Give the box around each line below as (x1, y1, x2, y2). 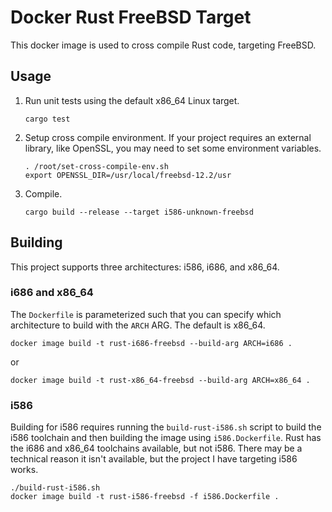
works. (10, 464, 39, 476)
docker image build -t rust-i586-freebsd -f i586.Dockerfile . (10, 492, 280, 502)
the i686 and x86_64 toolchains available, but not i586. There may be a (10, 442, 303, 455)
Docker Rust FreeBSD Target (10, 6, 252, 29)
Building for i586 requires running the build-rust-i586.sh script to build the (10, 421, 322, 433)
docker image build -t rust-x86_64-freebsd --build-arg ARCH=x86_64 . (10, 375, 311, 385)
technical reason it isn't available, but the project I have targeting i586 (10, 453, 298, 465)
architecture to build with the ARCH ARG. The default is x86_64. (10, 319, 266, 331)
